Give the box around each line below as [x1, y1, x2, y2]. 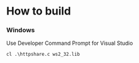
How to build [6, 4, 71, 18]
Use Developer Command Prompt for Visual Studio [6, 39, 134, 47]
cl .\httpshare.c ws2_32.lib [6, 51, 80, 58]
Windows [6, 26, 35, 35]
